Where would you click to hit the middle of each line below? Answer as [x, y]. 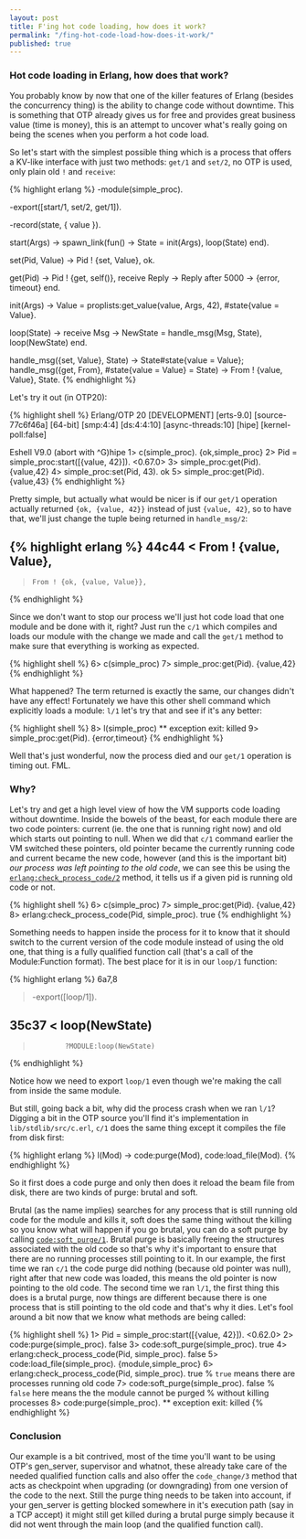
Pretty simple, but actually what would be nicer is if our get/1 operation [143, 498]
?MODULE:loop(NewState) [110, 1047]
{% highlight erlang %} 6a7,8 [63, 978]
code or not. [32, 887]
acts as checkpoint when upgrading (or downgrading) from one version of [149, 1485]
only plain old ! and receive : [63, 171]
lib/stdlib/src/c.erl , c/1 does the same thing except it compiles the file [148, 1128]
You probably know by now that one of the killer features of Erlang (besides [152, 95]
